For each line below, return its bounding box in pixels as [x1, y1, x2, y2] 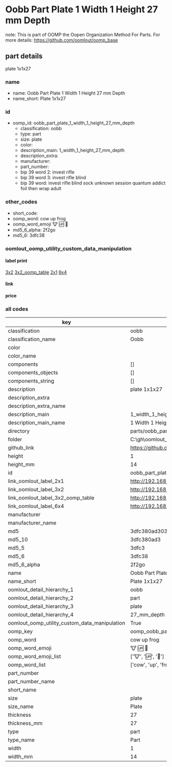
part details [5, 52, 43, 61]
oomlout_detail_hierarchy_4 [8, 611, 74, 619]
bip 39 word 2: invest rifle [20, 169, 75, 175]
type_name [8, 736, 35, 743]
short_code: [12, 210, 38, 216]
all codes [5, 305, 29, 312]
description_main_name [8, 419, 66, 426]
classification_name [8, 335, 56, 343]
